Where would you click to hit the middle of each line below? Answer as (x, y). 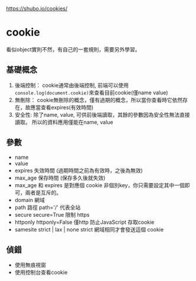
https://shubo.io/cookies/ (37, 9)
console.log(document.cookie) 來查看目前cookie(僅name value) (91, 92)
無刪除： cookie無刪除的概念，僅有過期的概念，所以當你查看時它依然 (99, 100)
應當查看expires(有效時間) (62, 107)
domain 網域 (30, 200)
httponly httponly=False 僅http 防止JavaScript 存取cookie (84, 222)
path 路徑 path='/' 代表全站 (48, 207)
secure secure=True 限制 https (52, 214)
